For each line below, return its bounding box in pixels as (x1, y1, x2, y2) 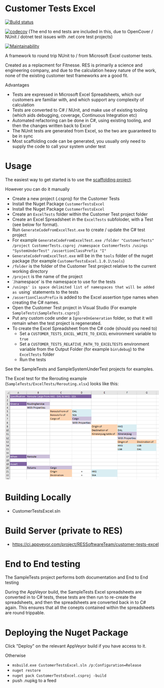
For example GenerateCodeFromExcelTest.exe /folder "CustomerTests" (12, 237, 155, 243)
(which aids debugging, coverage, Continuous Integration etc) (12, 112, 137, 118)
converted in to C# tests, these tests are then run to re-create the (5, 594, 137, 600)
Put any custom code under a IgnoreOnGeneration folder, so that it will (12, 315, 153, 321)
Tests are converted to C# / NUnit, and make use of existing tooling (12, 107, 148, 113)
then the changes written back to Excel (12, 123, 91, 129)
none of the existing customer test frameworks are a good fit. (5, 72, 128, 78)
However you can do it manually (5, 186, 70, 192)
